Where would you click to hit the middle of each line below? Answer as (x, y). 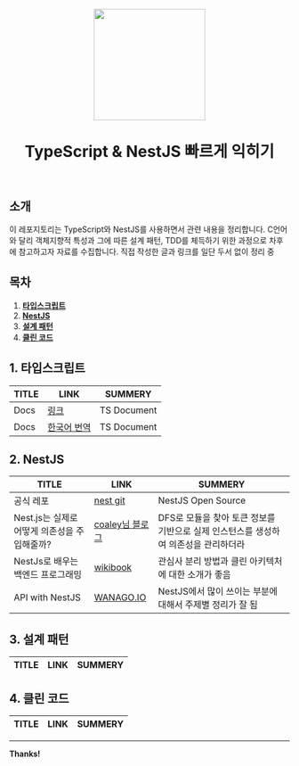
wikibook (113, 567)
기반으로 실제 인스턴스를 (206, 531)
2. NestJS (37, 460)
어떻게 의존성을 (44, 531)
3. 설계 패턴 (39, 639)
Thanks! (25, 754)
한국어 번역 (69, 427)
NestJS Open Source (202, 500)
